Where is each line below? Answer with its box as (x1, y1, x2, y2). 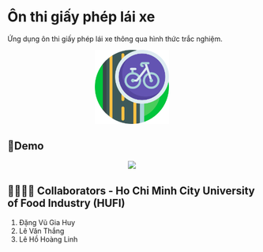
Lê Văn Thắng (18, 226, 65, 235)
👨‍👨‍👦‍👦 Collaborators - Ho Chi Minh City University (7, 184, 255, 197)
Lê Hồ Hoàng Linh (18, 234, 78, 244)
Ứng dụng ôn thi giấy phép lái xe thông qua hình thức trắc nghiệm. (7, 34, 223, 43)
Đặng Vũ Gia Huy (18, 217, 76, 227)
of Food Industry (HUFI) (7, 197, 126, 210)
